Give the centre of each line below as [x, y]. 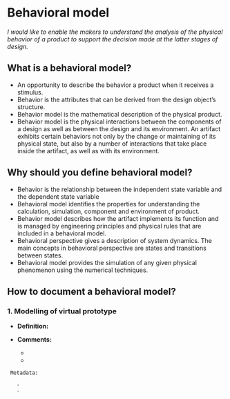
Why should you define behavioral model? [100, 173]
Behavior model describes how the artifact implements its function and [118, 218]
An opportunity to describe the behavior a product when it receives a [115, 85]
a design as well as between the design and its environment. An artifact [119, 128]
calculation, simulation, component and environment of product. [108, 211]
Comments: [34, 340]
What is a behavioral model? [69, 68]
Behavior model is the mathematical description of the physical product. [119, 114]
